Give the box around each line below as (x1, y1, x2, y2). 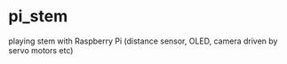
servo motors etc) (8, 44, 74, 55)
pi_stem (8, 6, 68, 27)
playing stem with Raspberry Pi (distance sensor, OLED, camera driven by (8, 36, 278, 46)
